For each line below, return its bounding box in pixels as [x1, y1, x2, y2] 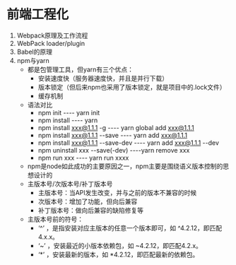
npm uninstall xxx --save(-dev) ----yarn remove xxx [37, 146, 190, 154]
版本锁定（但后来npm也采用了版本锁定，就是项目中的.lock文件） [37, 83, 226, 91]
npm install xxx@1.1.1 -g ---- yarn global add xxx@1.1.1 [37, 123, 195, 131]
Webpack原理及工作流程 [16, 31, 88, 40]
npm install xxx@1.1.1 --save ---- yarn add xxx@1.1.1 [37, 131, 188, 139]
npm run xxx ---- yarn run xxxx [37, 153, 129, 162]
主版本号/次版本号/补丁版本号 [27, 179, 113, 188]
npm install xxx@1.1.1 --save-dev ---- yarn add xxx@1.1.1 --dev [37, 139, 220, 147]
